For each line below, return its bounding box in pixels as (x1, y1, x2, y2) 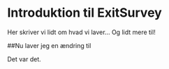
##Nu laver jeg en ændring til (7, 41, 91, 49)
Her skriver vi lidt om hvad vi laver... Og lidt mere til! (7, 28, 156, 36)
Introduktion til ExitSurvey (7, 5, 162, 21)
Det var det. (7, 54, 41, 63)
